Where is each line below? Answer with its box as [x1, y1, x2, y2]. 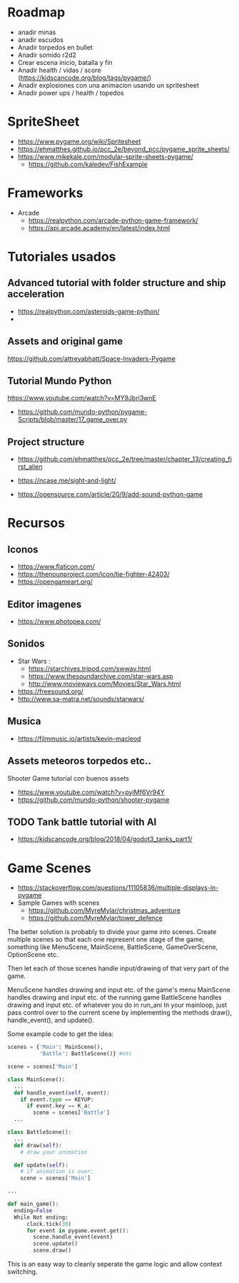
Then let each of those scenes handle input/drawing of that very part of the [7, 964, 230, 973]
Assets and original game [7, 335, 123, 348]
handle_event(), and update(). [7, 1016, 95, 1025]
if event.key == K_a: [26, 1102, 91, 1110]
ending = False [14, 1207, 53, 1214]
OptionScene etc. [7, 950, 59, 959]
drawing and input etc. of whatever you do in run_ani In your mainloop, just [7, 1000, 227, 1010]
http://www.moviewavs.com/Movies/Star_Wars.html [28, 679, 181, 688]
